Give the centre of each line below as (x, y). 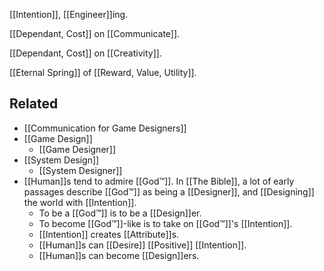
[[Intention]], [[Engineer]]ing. (69, 14)
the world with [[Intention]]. (80, 202)
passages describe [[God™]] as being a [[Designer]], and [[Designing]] (169, 191)
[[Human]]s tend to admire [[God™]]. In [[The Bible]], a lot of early (159, 181)
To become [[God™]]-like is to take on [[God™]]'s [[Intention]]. (165, 223)
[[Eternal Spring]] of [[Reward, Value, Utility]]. (103, 72)
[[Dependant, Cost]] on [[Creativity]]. (85, 53)
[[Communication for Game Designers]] (105, 128)
